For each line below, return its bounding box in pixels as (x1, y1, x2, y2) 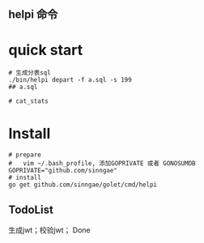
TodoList (8, 202, 54, 216)
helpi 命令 (8, 7, 58, 22)
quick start (8, 40, 83, 59)
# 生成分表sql (8, 69, 51, 77)
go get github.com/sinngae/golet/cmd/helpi (8, 181, 158, 189)
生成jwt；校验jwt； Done (8, 225, 91, 235)
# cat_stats (8, 97, 49, 105)
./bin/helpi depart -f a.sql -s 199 (8, 76, 132, 84)
